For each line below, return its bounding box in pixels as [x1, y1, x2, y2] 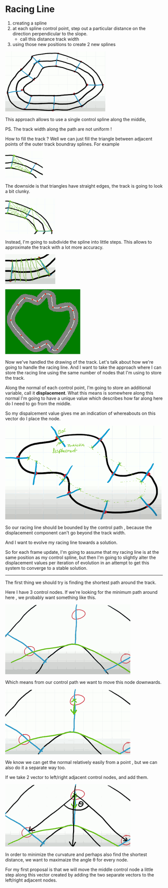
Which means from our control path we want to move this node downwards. [5, 679, 161, 685]
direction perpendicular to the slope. [12, 31, 88, 37]
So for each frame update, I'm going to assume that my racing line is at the [5, 549, 159, 555]
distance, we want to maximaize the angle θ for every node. [5, 856, 128, 862]
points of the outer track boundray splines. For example [5, 141, 120, 147]
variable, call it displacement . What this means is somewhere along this [5, 390, 153, 396]
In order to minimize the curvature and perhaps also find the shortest [5, 851, 147, 857]
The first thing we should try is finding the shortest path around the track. [5, 579, 156, 585]
